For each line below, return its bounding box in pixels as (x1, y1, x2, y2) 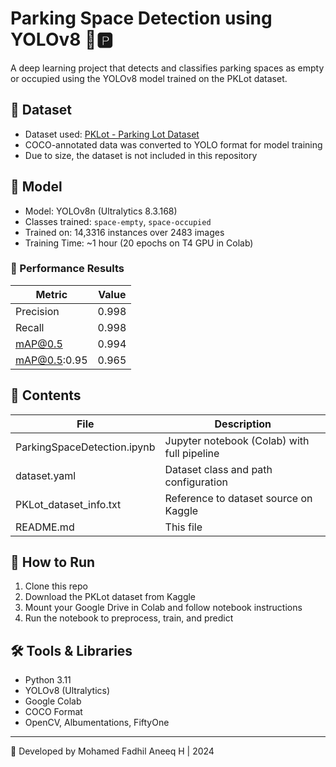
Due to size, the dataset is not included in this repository (24, 149, 258, 161)
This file (164, 520, 203, 534)
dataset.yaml (15, 468, 77, 482)
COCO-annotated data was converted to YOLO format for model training (24, 138, 323, 151)
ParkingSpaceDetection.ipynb (15, 440, 156, 454)
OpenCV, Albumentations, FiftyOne (24, 717, 170, 729)
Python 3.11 (24, 674, 72, 686)
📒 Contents (10, 387, 82, 404)
